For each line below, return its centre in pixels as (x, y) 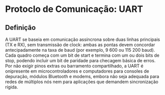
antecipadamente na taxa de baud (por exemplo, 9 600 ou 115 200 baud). (80, 50)
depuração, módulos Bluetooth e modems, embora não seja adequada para (82, 76)
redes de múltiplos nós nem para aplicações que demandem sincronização (82, 82)
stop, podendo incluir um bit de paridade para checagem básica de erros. (81, 60)
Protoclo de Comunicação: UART (74, 9)
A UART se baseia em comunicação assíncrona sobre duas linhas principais (82, 39)
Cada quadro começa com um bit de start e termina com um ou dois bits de (82, 55)
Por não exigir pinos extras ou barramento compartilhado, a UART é (74, 66)
